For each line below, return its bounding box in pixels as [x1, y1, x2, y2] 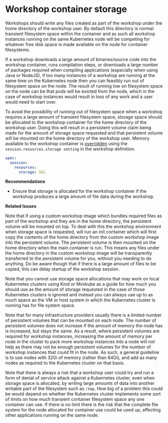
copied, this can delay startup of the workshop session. [5, 266, 120, 272]
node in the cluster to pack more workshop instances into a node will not [5, 339, 155, 345]
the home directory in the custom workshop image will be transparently [5, 250, 152, 256]
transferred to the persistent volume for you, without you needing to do [5, 255, 151, 261]
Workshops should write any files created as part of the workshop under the [5, 20, 162, 26]
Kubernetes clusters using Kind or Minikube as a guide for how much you [5, 281, 156, 287]
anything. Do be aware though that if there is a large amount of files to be [5, 261, 156, 267]
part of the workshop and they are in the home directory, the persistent [5, 218, 151, 224]
